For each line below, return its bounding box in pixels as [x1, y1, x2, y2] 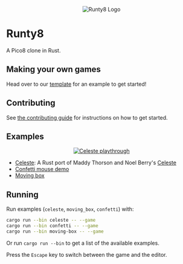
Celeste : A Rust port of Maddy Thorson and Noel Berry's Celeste [14, 159, 177, 166]
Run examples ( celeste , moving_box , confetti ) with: [6, 205, 134, 213]
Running [6, 189, 39, 199]
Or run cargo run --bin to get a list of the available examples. [6, 239, 160, 246]
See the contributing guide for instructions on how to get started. [6, 114, 168, 121]
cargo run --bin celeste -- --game [6, 217, 96, 224]
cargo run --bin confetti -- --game [6, 223, 98, 229]
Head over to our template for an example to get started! [6, 80, 147, 88]
